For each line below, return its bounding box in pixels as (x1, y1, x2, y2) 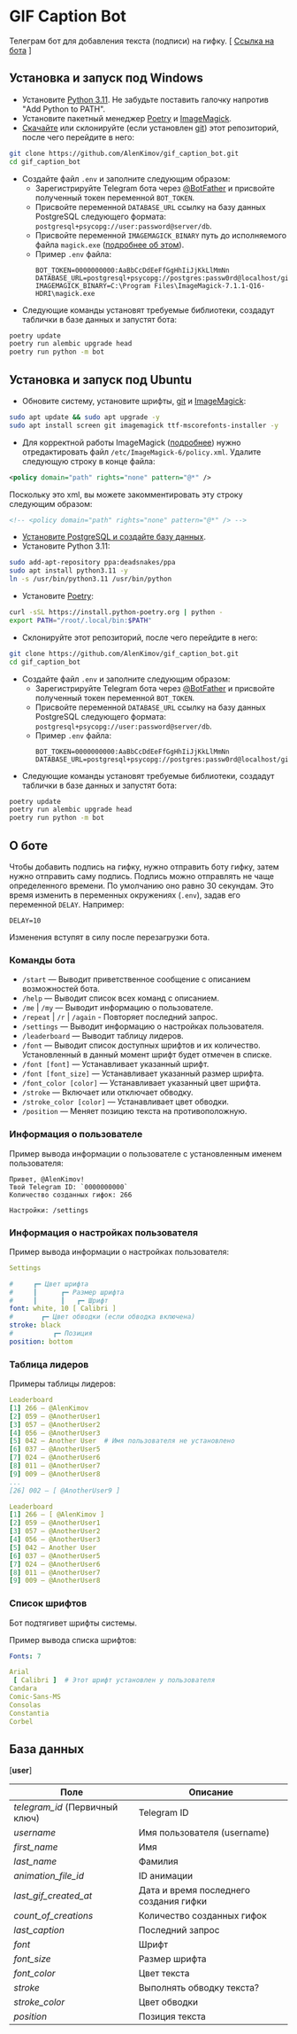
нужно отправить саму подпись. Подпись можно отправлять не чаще (9, 871, 274, 881)
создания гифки (138, 1895, 208, 1907)
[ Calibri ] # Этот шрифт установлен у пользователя (12, 1676, 216, 1685)
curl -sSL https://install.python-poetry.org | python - (9, 608, 224, 617)
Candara (9, 1684, 38, 1694)
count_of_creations (13, 1910, 94, 1922)
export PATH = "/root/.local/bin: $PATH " (9, 616, 152, 625)
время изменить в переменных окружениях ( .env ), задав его (9, 890, 241, 900)
